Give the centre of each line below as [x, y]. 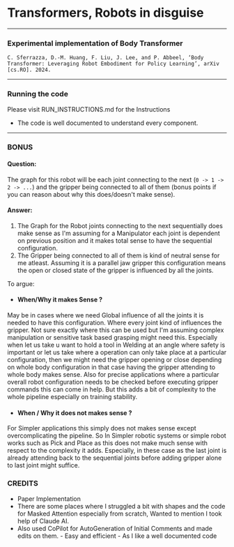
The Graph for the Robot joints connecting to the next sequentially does [120, 225]
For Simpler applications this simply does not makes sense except [102, 428]
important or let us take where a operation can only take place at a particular [117, 352]
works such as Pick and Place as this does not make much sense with [107, 443]
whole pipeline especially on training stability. [72, 397]
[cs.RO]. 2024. [29, 70]
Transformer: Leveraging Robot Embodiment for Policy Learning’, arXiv [113, 64]
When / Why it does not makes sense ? [75, 412]
